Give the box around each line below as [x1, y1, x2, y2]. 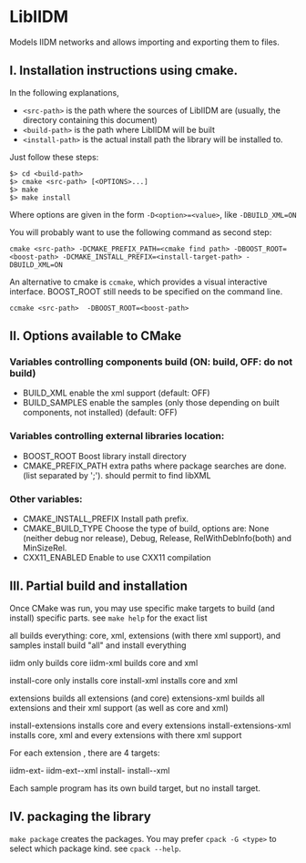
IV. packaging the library [9, 809, 152, 825]
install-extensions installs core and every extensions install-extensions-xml [9, 720, 291, 731]
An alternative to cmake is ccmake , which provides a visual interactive [9, 276, 268, 287]
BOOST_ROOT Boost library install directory [22, 450, 187, 461]
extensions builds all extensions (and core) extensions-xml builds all [9, 693, 266, 704]
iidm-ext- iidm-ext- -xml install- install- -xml [9, 765, 170, 776]
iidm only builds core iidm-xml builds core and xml [9, 657, 199, 668]
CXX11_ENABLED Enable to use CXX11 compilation [22, 552, 211, 563]
